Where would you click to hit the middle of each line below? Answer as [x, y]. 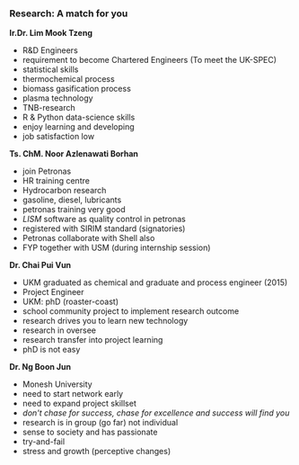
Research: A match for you [69, 13]
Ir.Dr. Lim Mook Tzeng [51, 33]
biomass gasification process [77, 89]
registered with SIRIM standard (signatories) [104, 228]
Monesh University [57, 384]
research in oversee [59, 330]
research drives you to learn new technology [105, 321]
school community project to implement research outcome [131, 311]
